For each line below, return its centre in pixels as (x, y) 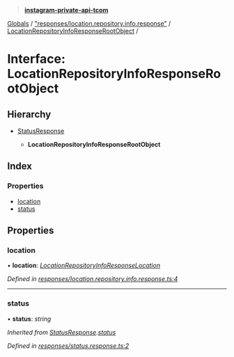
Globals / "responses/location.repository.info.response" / (89, 23)
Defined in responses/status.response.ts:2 (68, 346)
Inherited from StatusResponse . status (62, 332)
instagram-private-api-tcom (66, 10)
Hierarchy (29, 114)
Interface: (37, 59)
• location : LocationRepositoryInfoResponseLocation (84, 265)
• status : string (29, 319)
